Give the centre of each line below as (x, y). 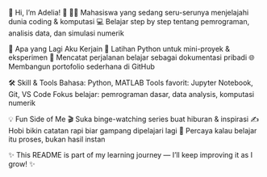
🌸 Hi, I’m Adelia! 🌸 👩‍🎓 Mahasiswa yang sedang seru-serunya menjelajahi (129, 13)
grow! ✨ (22, 164)
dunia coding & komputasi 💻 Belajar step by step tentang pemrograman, (129, 21)
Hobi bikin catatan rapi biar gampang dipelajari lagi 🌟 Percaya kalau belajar (133, 131)
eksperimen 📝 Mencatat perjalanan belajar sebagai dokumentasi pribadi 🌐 (131, 57)
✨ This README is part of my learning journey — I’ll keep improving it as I (130, 155)
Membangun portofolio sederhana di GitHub (82, 66)
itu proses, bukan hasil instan (57, 139)
